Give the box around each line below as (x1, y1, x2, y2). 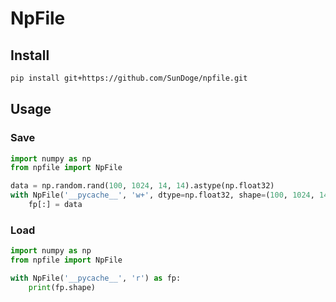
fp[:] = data (28, 200, 83, 210)
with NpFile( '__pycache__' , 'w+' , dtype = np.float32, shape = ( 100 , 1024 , (10, 190, 315, 201)
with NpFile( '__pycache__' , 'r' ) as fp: (10, 273, 182, 283)
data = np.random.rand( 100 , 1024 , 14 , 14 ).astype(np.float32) (10, 181, 275, 191)
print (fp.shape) (28, 282, 97, 292)
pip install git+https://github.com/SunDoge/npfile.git (10, 73, 248, 83)
